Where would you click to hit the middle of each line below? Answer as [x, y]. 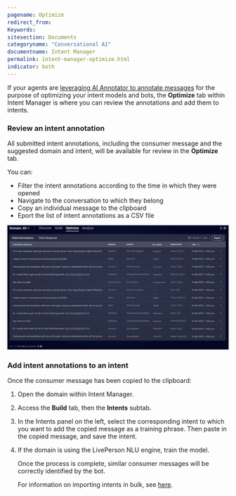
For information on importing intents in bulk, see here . [95, 485]
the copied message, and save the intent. [77, 436]
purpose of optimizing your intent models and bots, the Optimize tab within [116, 95]
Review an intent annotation [56, 128]
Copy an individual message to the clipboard [82, 208]
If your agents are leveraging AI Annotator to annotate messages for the [111, 87]
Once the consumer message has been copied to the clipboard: [99, 381]
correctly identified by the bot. [61, 471]
